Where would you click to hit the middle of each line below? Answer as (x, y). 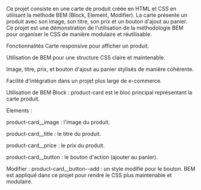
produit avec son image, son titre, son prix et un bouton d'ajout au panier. (97, 21)
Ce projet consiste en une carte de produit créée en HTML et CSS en (91, 9)
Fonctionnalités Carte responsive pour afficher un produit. (78, 46)
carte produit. (23, 99)
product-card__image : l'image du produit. (58, 122)
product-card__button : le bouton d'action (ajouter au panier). (82, 157)
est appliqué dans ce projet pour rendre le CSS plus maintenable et (89, 175)
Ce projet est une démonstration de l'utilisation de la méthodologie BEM (95, 28)
